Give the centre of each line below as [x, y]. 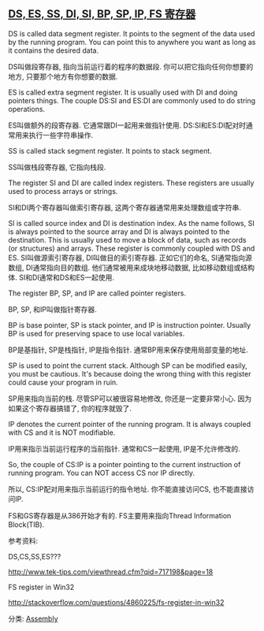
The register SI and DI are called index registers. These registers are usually [131, 183]
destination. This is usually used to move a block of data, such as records [127, 239]
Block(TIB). [26, 524]
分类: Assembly [33, 618]
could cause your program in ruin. [63, 382]
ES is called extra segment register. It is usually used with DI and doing [123, 92]
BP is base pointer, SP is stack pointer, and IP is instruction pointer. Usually [130, 325]
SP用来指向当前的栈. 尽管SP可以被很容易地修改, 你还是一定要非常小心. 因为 [130, 398]
